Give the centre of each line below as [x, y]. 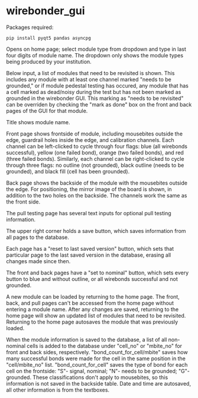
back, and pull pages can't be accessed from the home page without [90, 303]
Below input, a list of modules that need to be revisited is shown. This [90, 73]
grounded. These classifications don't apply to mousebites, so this [87, 377]
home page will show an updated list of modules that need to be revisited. [96, 315]
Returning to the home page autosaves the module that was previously [92, 322]
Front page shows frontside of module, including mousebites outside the [95, 134]
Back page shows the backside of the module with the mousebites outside [97, 183]
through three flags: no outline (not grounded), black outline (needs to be [95, 165]
